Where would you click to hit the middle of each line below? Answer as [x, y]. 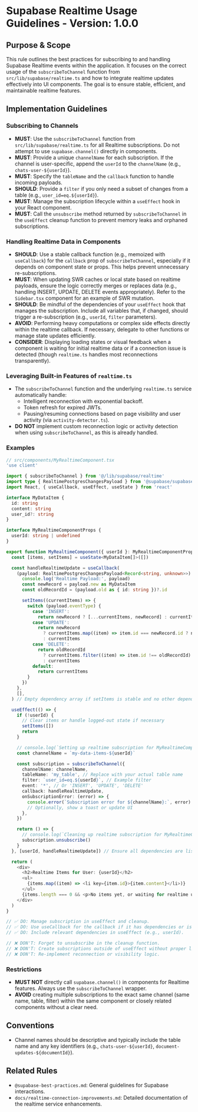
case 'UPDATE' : [51, 623]
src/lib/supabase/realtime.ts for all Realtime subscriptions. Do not [97, 145]
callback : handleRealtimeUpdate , [63, 791]
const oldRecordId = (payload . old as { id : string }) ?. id [94, 590]
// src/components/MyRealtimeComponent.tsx [60, 460]
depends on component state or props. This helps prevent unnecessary [102, 267]
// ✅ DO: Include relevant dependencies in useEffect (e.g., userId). [95, 933]
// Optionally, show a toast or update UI [80, 807]
